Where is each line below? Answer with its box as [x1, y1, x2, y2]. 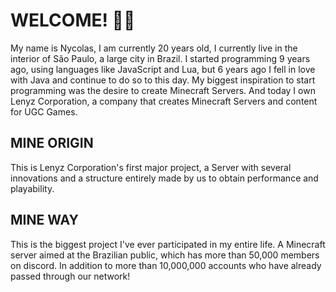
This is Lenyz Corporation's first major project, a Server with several [10, 161, 292, 173]
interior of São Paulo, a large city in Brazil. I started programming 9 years [10, 52, 311, 64]
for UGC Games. [10, 105, 78, 118]
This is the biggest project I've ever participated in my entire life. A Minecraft [10, 238, 326, 250]
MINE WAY [10, 212, 79, 229]
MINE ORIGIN [10, 135, 94, 152]
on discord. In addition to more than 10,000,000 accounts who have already [10, 259, 322, 271]
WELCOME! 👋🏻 [10, 9, 136, 32]
